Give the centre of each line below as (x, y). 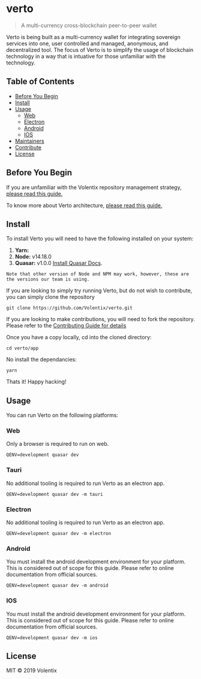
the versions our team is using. (48, 280)
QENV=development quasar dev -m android (58, 586)
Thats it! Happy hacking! (36, 382)
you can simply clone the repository (50, 297)
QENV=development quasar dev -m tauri (55, 494)
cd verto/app (22, 348)
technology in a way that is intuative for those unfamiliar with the (86, 56)
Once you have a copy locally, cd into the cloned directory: (79, 337)
